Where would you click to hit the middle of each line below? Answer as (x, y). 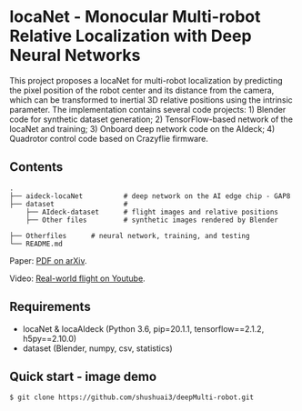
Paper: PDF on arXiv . (49, 260)
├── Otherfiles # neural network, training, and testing (130, 236)
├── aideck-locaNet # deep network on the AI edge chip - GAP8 (150, 196)
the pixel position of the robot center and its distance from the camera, (142, 90)
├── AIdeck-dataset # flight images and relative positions (152, 212)
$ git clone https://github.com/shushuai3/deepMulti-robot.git (132, 397)
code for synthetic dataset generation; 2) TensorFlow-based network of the (151, 119)
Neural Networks (75, 55)
